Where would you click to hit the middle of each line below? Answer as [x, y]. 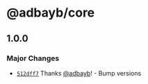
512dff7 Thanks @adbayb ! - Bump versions [79, 73]
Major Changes [33, 58]
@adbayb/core [51, 13]
